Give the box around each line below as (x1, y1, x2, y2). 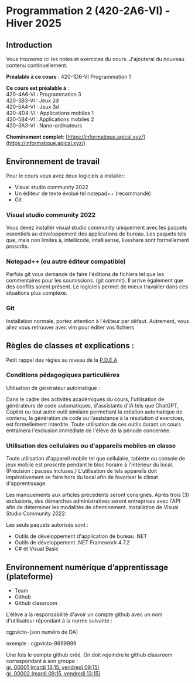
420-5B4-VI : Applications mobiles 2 (6, 116, 95, 123)
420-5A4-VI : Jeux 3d (6, 103, 60, 110)
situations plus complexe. (6, 290, 68, 297)
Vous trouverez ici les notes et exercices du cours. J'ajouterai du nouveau (6, 56, 184, 62)
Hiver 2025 (6, 16, 62, 30)
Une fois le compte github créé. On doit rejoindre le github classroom (6, 651, 173, 658)
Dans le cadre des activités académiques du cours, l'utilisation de (6, 395, 165, 403)
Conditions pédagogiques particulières (6, 371, 120, 379)
